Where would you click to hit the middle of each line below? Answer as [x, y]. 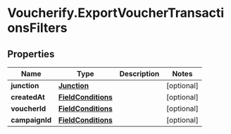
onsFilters [38, 28]
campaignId [31, 120]
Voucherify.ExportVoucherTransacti [116, 13]
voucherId [29, 109]
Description [139, 74]
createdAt [28, 97]
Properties [31, 54]
